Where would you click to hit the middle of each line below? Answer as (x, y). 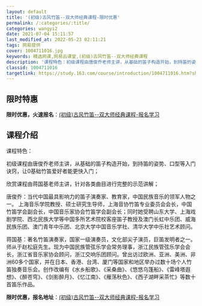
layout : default (26, 12)
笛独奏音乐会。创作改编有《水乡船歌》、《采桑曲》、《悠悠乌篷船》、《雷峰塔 (96, 269)
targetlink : (21, 73)
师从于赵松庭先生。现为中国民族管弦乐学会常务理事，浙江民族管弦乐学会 (96, 247)
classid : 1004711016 (32, 67)
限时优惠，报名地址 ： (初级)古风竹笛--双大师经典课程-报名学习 (83, 297)
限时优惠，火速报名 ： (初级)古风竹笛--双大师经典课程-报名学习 (83, 115)
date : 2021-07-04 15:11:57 (40, 34)
